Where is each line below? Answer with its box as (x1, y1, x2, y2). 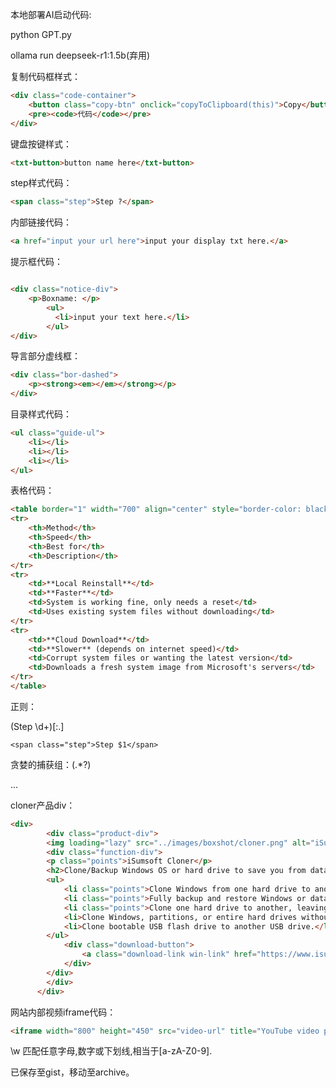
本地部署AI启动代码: (10, 9, 92, 20)
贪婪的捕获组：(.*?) (10, 758, 92, 770)
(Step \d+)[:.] (10, 720, 65, 732)
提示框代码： (10, 256, 63, 268)
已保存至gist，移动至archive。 (10, 1066, 135, 1078)
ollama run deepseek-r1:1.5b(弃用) (10, 49, 151, 61)
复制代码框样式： (10, 71, 81, 82)
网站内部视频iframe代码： (10, 1006, 117, 1018)
